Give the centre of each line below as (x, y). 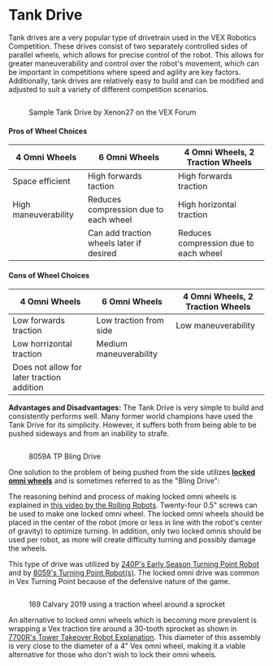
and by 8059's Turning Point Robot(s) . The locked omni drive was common (134, 573)
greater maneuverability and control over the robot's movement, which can (134, 63)
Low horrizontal (42, 344)
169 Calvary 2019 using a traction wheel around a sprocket (127, 604)
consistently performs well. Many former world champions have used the (131, 416)
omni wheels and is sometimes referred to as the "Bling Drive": (114, 481)
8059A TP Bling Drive (65, 456)
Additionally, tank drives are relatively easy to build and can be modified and (136, 81)
